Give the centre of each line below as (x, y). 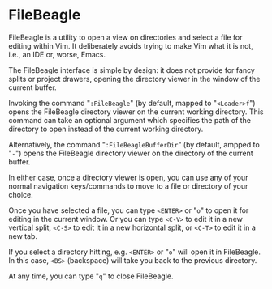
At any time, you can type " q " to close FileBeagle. (91, 276)
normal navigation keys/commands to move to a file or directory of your (128, 186)
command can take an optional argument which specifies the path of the (130, 120)
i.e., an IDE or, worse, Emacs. (57, 54)
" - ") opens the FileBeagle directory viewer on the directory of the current (131, 153)
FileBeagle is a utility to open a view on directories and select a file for (125, 37)
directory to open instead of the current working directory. (106, 129)
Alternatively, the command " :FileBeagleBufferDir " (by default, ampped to (134, 144)
